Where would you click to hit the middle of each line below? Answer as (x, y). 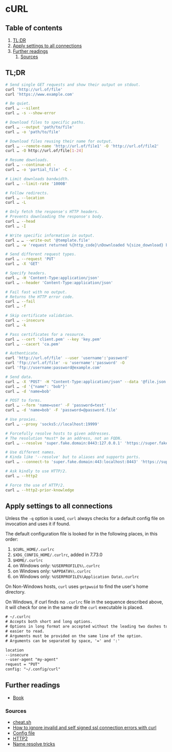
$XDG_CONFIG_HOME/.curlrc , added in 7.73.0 (58, 555)
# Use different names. (31, 452)
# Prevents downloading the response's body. (55, 217)
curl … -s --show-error (31, 113)
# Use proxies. (21, 420)
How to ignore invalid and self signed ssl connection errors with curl (84, 728)
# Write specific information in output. (50, 235)
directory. (15, 592)
